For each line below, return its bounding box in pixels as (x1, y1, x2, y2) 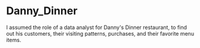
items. (6, 36, 21, 43)
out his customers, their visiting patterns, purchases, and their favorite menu (6, 30, 195, 37)
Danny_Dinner (6, 4, 78, 18)
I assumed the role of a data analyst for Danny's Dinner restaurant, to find (6, 24, 187, 31)
